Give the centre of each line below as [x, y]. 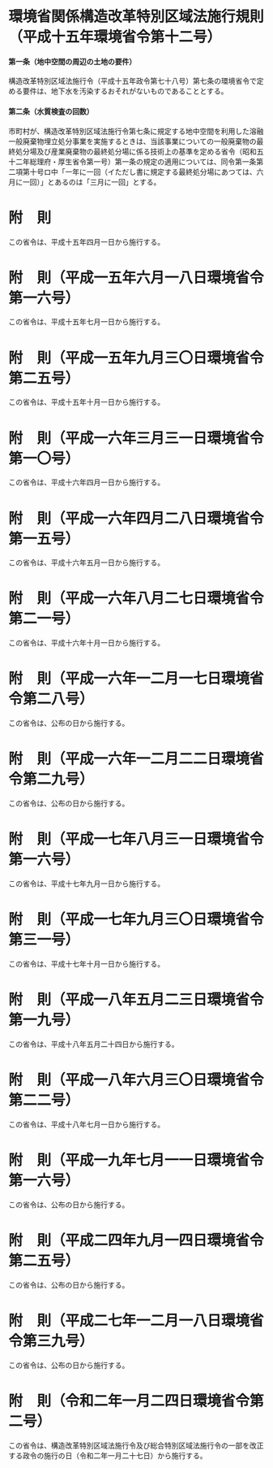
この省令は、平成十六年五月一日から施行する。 [86, 562]
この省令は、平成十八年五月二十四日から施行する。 [94, 1044]
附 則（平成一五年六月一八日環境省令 [136, 278]
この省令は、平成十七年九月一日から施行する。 [86, 884]
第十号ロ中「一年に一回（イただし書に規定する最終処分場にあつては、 [139, 172]
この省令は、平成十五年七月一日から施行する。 [86, 322]
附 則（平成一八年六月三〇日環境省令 [136, 1080]
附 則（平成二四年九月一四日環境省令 [136, 1240]
